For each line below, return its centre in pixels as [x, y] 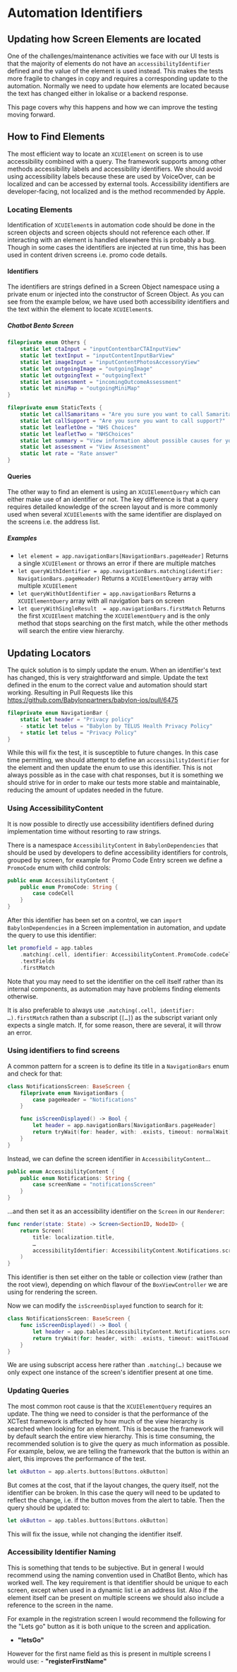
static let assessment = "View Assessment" [85, 447]
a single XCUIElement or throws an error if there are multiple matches [117, 563]
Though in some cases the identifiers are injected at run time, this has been [117, 248]
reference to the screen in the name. [60, 1605]
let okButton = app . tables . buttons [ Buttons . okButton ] [88, 1520]
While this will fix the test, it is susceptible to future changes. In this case [113, 752]
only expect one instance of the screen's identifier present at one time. [110, 1372]
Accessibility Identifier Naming [62, 1552]
